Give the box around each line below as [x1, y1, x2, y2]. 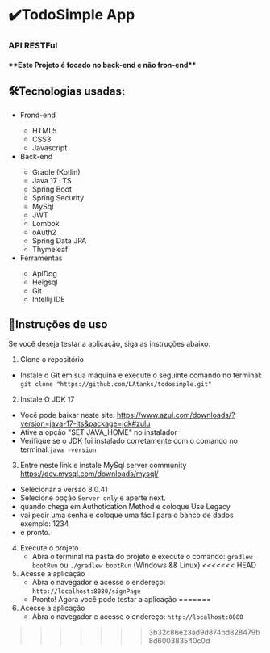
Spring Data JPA [31, 235, 87, 246]
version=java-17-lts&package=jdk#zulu [19, 419, 151, 428]
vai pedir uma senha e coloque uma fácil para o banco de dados [19, 510, 234, 520]
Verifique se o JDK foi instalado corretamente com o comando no [19, 436, 238, 446]
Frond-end [19, 110, 56, 120]
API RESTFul [8, 40, 58, 52]
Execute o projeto [19, 543, 79, 553]
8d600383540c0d [148, 636, 210, 646]
